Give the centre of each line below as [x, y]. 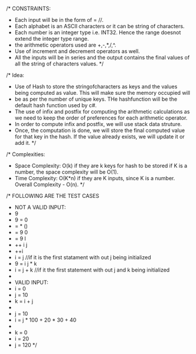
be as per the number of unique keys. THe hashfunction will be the [96, 99]
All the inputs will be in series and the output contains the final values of [102, 57]
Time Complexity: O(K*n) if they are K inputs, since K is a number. [95, 178]
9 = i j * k [26, 264]
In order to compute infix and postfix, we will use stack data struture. [98, 124]
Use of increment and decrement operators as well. [77, 51]
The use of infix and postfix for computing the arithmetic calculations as [102, 112]
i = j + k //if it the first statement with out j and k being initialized [92, 270]
